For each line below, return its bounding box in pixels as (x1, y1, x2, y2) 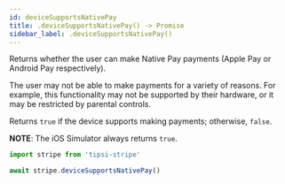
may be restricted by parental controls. (9, 99, 151, 110)
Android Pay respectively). (9, 63, 107, 73)
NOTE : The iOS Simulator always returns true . (9, 134, 178, 144)
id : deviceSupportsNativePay (9, 12, 117, 22)
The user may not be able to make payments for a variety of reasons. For (9, 80, 276, 91)
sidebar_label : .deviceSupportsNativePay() (9, 29, 173, 38)
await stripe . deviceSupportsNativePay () (9, 166, 162, 175)
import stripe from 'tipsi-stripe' (9, 150, 141, 159)
